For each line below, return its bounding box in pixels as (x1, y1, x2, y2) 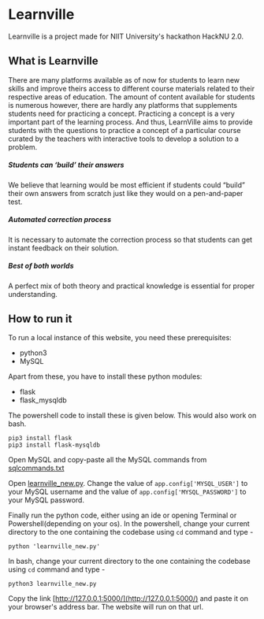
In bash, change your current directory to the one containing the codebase (8, 557, 251, 566)
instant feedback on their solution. (8, 243, 120, 253)
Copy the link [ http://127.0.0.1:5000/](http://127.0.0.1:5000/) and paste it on (8, 594, 248, 603)
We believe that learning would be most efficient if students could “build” (8, 180, 246, 190)
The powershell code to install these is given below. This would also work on (8, 411, 257, 421)
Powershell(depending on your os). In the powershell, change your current (8, 519, 250, 528)
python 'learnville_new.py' (8, 543, 101, 550)
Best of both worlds (8, 261, 74, 271)
